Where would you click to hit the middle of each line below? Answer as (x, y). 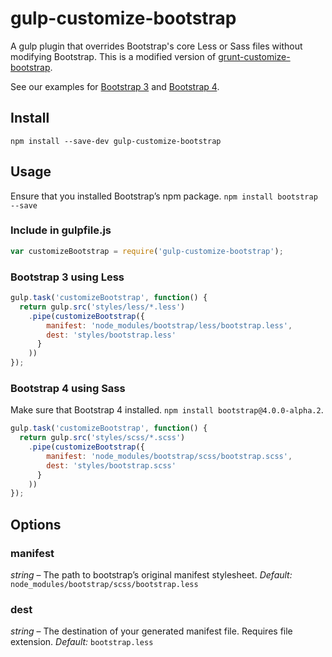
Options (36, 524)
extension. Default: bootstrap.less (82, 642)
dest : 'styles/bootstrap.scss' (111, 465)
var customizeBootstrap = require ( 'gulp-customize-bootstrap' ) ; (147, 251)
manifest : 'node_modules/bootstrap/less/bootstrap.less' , (169, 325)
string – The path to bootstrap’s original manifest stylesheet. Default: (151, 575)
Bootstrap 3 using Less (67, 277)
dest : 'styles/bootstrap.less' (111, 335)
